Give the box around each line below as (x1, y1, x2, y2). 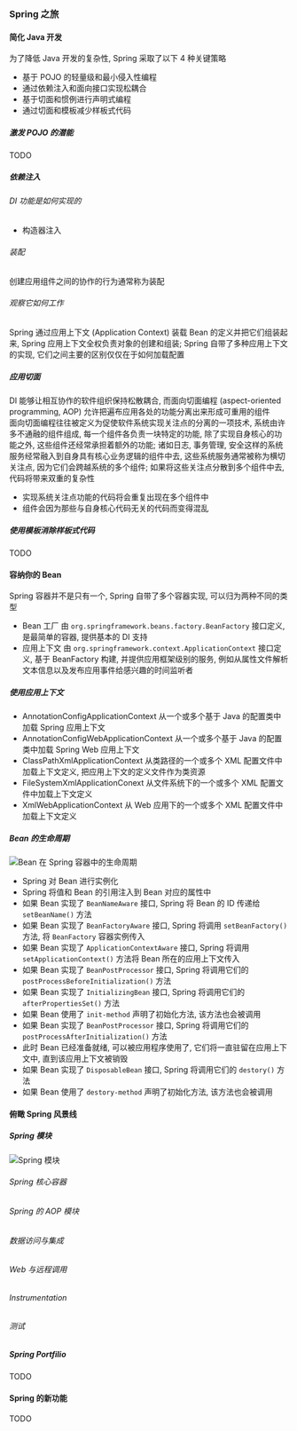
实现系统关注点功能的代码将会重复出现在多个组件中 (21, 492, 209, 502)
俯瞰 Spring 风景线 (9, 1108, 77, 1119)
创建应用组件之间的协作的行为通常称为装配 (9, 275, 165, 286)
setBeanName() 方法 (21, 909, 92, 920)
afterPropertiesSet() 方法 (21, 998, 120, 1008)
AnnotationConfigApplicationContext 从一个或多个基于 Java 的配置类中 (21, 711, 282, 722)
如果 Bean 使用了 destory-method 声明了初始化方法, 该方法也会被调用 (21, 1087, 273, 1097)
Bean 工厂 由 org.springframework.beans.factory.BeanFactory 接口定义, (21, 621, 285, 631)
